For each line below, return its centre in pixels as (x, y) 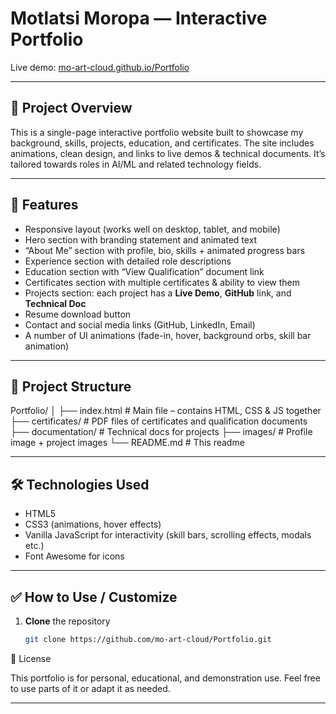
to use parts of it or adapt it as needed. (90, 688)
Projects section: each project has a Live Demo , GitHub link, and (158, 293)
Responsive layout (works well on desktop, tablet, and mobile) (152, 229)
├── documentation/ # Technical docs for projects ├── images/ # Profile (161, 432)
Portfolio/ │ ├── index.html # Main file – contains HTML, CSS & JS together (166, 411)
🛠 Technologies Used (80, 484)
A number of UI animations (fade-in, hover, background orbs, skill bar (168, 335)
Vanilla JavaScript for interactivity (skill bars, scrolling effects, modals (168, 535)
